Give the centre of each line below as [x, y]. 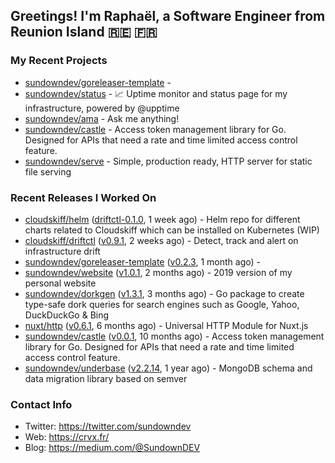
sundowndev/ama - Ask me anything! [102, 118]
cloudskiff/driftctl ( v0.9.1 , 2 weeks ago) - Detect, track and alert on [161, 240]
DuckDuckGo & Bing [67, 315]
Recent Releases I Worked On [83, 197]
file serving [48, 171]
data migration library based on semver [106, 378]
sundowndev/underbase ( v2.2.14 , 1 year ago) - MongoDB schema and [168, 368]
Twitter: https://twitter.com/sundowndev [108, 426]
